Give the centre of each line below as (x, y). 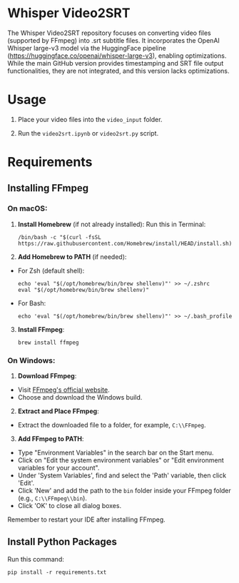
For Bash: (32, 303)
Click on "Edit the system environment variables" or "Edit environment (121, 460)
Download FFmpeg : (47, 376)
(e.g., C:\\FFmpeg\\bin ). (52, 498)
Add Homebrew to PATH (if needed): (72, 257)
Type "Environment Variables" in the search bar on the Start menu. (116, 453)
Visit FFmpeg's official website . (63, 390)
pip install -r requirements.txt (57, 572)
